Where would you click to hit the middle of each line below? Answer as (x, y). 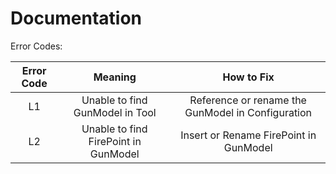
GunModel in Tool (115, 112)
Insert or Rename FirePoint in (248, 135)
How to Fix (248, 77)
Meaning (115, 77)
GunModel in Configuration (248, 112)
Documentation (76, 18)
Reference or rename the (248, 100)
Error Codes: (36, 46)
